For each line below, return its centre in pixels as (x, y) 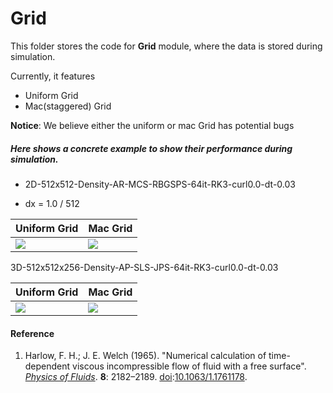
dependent (47, 366)
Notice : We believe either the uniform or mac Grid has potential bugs (152, 125)
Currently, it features (53, 76)
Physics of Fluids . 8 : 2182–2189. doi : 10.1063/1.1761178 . (136, 377)
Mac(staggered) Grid (68, 106)
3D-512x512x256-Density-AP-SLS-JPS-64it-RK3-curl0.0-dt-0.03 (144, 267)
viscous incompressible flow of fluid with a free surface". (189, 366)
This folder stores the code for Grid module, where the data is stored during (166, 46)
